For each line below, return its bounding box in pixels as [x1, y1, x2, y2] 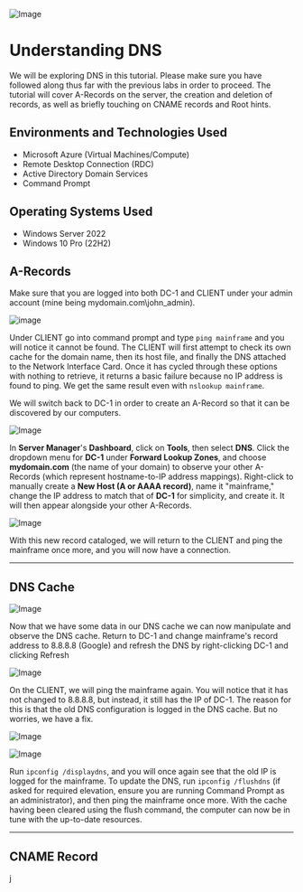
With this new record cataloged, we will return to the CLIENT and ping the [9, 535, 283, 546]
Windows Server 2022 [22, 228, 106, 239]
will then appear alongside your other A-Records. [9, 500, 192, 511]
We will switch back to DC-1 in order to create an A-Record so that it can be [9, 398, 290, 408]
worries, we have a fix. [9, 714, 94, 725]
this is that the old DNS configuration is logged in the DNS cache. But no [9, 704, 278, 715]
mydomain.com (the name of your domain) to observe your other [9, 462, 253, 473]
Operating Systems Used [9, 204, 153, 220]
